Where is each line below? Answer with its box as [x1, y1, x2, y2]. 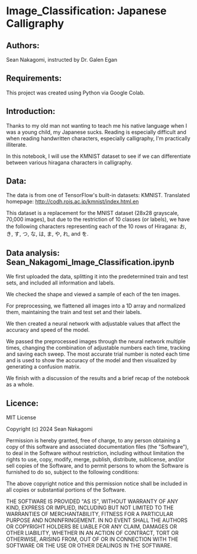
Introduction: [6, 106, 56, 116]
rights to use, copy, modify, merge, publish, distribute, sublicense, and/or [6, 456, 185, 463]
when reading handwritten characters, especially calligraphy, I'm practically [6, 135, 190, 142]
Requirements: [6, 73, 62, 84]
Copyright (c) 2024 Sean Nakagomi [6, 426, 93, 433]
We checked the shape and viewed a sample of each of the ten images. [6, 291, 180, 298]
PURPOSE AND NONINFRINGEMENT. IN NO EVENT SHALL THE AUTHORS [6, 517, 188, 524]
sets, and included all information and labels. [6, 279, 115, 286]
